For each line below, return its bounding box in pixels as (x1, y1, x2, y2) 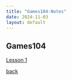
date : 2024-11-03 (6, 14, 49, 20)
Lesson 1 (6, 57, 28, 64)
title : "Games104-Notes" (6, 8, 67, 15)
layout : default (6, 19, 46, 25)
